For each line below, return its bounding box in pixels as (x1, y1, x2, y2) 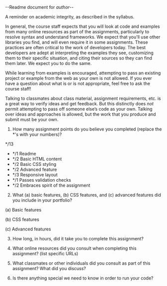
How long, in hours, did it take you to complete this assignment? (12, 236, 144, 241)
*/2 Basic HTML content (12, 156, 62, 162)
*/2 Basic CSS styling (12, 161, 57, 167)
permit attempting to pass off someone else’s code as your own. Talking (5, 106, 153, 112)
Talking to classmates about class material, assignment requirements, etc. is (5, 95, 161, 101)
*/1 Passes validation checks (12, 177, 71, 183)
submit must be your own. (5, 117, 59, 122)
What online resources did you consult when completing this (12, 245, 137, 251)
